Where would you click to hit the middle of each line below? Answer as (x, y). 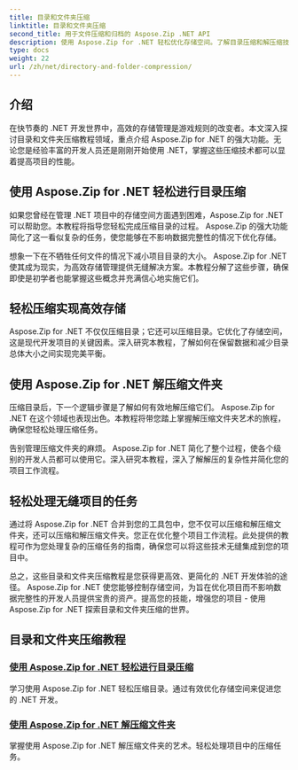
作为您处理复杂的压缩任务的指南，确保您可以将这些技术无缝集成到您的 (153, 546)
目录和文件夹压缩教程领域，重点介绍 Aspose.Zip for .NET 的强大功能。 (145, 139)
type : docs (29, 51)
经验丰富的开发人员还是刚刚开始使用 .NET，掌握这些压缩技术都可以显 (159, 150)
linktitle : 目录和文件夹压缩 (58, 26)
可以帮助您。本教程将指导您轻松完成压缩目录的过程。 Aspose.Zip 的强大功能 (149, 226)
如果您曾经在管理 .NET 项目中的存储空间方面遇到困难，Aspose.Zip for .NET (146, 214)
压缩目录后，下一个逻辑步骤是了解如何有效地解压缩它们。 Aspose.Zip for (142, 408)
